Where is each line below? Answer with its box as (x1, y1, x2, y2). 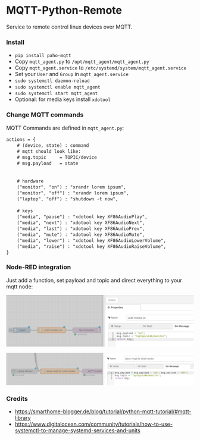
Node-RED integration (6, 263, 71, 271)
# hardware (17, 178, 44, 184)
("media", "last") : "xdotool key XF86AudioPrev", (17, 225, 145, 232)
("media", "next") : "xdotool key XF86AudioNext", (17, 219, 145, 226)
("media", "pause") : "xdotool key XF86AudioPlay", (17, 213, 148, 220)
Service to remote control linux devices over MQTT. (6, 23, 133, 30)
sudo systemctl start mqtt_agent (14, 90, 98, 97)
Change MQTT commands (6, 111, 84, 119)
